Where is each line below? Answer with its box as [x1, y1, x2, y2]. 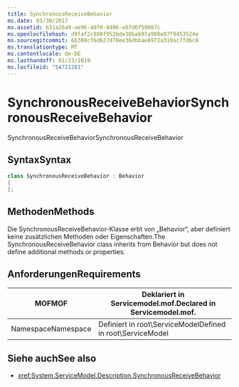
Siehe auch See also [7, 353, 97, 365]
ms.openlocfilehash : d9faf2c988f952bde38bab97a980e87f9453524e [7, 30, 199, 38]
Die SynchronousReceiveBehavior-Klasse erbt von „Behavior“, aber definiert [7, 224, 231, 233]
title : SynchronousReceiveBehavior [7, 10, 113, 18]
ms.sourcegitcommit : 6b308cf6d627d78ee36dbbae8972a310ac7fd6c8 [7, 37, 199, 44]
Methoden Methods [7, 206, 95, 218]
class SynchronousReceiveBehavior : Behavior [7, 173, 144, 180]
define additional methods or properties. [7, 247, 126, 256]
